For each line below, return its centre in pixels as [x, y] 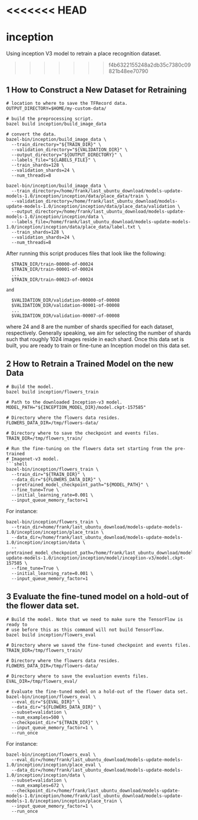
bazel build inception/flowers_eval [51, 635]
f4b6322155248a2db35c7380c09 [150, 65]
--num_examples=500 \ [38, 717]
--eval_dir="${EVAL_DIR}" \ [46, 702]
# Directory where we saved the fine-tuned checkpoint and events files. [99, 645]
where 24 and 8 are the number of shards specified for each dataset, [90, 326]
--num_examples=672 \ [38, 785]
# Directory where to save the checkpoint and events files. [83, 433]
